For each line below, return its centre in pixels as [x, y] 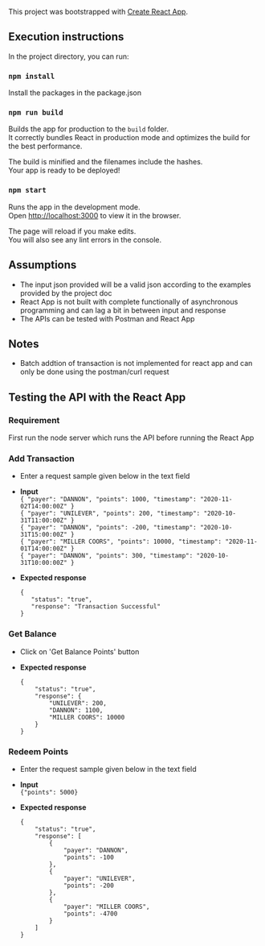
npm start [27, 190]
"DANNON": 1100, [76, 710]
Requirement [34, 420]
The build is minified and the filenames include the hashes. [106, 162]
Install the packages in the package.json [75, 93]
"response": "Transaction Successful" [96, 607]
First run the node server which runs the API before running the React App [131, 438]
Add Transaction [41, 458]
